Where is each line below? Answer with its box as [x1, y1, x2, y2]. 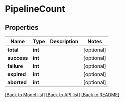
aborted [7, 79, 27, 86]
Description [50, 38, 79, 45]
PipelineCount [5, 3, 66, 15]
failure [7, 63, 23, 69]
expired [7, 71, 26, 78]
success [7, 55, 28, 61]
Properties [5, 23, 39, 32]
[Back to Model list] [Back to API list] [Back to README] [5, 92, 120, 98]
